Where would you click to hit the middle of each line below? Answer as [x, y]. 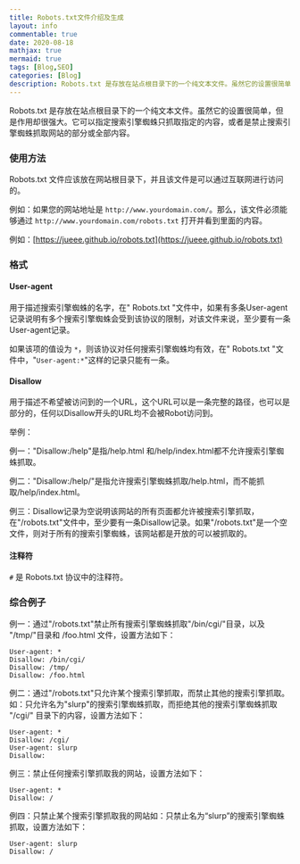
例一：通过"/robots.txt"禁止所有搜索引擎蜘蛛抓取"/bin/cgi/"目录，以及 [137, 623]
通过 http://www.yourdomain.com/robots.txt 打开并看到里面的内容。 [142, 220]
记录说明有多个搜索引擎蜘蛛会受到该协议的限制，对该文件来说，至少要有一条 [150, 319]
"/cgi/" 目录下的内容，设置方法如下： [77, 715]
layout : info [33, 26]
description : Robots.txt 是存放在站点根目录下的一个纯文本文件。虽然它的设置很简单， [154, 84]
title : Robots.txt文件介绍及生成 [67, 17]
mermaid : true [36, 59]
